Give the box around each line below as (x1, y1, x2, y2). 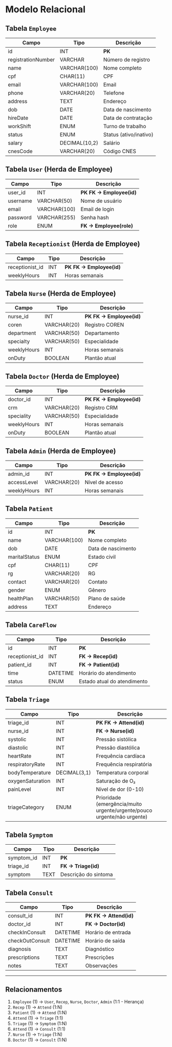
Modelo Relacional (5, 4, 86, 15)
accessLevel (8, 479, 38, 486)
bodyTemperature (8, 769, 51, 776)
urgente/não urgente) (96, 813, 148, 820)
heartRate (8, 752, 32, 759)
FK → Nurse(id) (96, 727, 135, 735)
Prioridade (96, 794, 121, 801)
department (8, 329, 36, 337)
